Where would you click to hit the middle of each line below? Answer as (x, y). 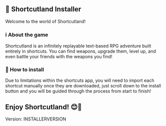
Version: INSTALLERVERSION (36, 119)
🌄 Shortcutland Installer (43, 9)
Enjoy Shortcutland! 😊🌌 (44, 107)
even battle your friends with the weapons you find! (59, 57)
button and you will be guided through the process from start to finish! (78, 91)
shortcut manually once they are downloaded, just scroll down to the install (83, 86)
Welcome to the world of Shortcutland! (45, 21)
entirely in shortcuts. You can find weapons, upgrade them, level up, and (81, 51)
